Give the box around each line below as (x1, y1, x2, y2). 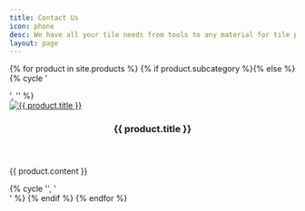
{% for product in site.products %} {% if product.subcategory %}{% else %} (9, 63, 296, 74)
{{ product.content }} (9, 166, 88, 177)
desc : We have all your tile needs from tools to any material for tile (9, 30, 290, 39)
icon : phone (9, 22, 54, 31)
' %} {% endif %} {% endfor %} (9, 193, 128, 204)
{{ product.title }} (113, 123, 192, 136)
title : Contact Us (9, 13, 79, 23)
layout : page (9, 38, 59, 48)
